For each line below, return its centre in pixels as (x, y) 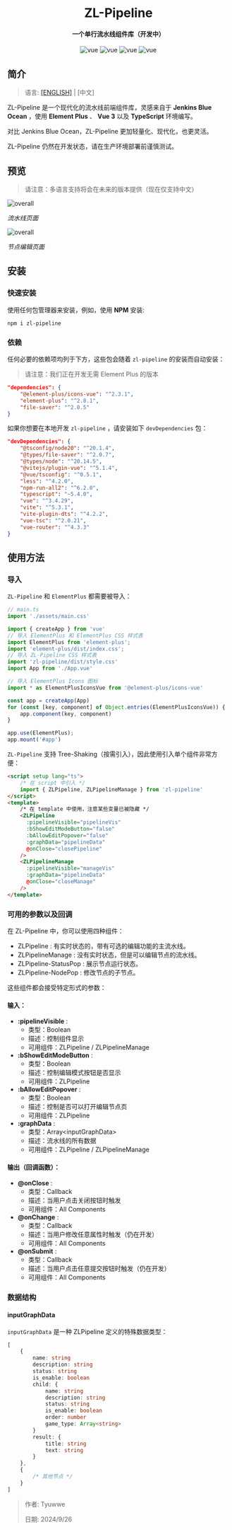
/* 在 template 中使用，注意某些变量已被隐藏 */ (85, 809)
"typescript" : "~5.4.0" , (56, 494)
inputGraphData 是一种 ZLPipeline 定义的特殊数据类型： (87, 1331)
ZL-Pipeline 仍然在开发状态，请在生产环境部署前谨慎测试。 (93, 146)
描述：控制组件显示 (56, 1039)
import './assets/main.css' (49, 616)
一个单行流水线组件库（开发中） (118, 34)
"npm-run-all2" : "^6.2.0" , (60, 488)
